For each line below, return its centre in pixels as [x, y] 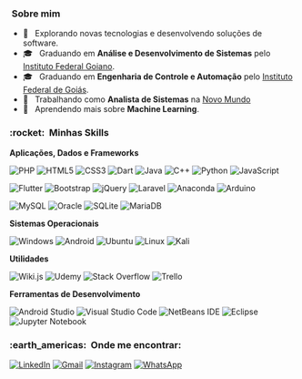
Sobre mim [36, 14]
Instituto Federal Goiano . [69, 67]
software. [40, 43]
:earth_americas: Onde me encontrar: [96, 344]
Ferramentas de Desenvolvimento [75, 293]
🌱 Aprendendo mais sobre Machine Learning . [111, 109]
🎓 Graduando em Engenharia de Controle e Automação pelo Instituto [157, 77]
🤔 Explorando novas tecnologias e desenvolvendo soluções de [142, 34]
